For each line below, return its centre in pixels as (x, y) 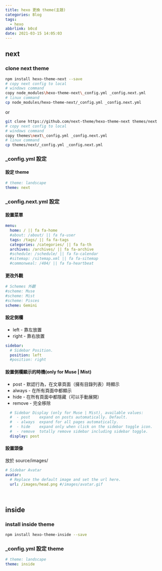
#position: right (28, 360)
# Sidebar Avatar (24, 470)
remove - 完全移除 (32, 403)
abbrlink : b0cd (21, 29)
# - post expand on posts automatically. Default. (69, 417)
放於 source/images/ (27, 461)
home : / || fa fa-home (34, 231)
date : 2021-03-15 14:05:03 (34, 33)
